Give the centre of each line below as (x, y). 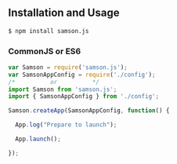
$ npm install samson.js (49, 31)
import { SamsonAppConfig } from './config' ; (83, 97)
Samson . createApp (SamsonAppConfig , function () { (89, 111)
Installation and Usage (64, 13)
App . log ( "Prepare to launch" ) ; (66, 125)
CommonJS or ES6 (45, 51)
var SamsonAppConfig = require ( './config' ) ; (82, 75)
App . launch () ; (38, 139)
